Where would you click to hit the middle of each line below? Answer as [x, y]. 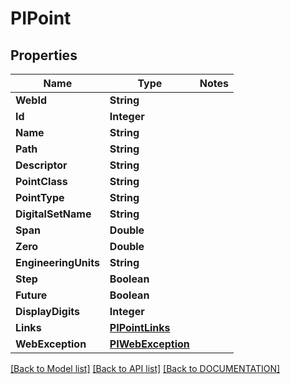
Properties [44, 55]
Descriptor [41, 165]
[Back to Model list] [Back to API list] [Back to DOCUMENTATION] [145, 368]
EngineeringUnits [57, 262]
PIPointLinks [140, 327]
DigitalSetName [53, 214]
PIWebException [149, 344]
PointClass [41, 181]
